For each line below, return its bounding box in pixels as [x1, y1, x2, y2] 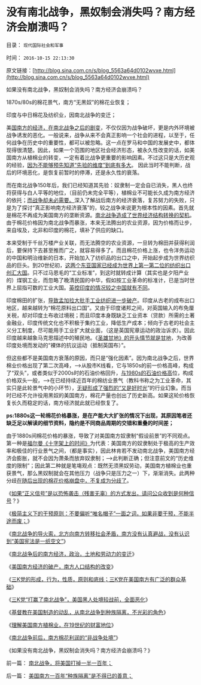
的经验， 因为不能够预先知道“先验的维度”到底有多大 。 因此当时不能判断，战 [6, 161, 191, 168]
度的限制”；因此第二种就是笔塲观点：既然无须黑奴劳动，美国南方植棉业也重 [6, 462, 193, 469]
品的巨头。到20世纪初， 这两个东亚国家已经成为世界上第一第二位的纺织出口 [6, 261, 191, 269]
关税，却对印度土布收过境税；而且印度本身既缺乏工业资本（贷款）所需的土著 [6, 312, 195, 319]
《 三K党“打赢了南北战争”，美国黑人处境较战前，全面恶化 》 [6, 596, 151, 603]
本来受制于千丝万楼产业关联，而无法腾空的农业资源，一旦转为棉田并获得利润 [6, 239, 195, 246]
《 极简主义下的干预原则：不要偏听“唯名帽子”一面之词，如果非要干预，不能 [6, 510, 190, 517]
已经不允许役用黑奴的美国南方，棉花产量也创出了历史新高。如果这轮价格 [11, 391, 190, 398]
